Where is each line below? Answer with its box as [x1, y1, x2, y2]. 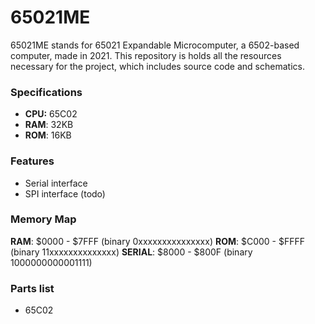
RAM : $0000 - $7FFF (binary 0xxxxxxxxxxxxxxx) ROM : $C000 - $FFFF [10, 235, 306, 247]
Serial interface [24, 177, 88, 189]
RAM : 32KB [24, 119, 74, 131]
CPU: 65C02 [24, 108, 78, 120]
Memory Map [10, 212, 77, 226]
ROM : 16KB [24, 129, 72, 141]
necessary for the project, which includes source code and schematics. [10, 60, 305, 72]
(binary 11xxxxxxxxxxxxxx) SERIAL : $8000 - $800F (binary [10, 246, 253, 258]
